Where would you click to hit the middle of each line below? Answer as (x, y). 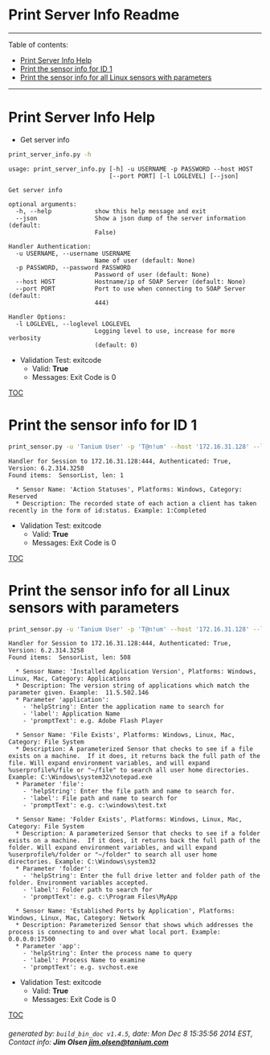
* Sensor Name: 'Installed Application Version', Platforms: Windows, (136, 672)
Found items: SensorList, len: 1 (66, 475)
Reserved (23, 497)
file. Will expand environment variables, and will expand (109, 763)
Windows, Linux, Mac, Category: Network (77, 918)
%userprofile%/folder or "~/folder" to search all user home (113, 855)
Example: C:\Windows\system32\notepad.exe (80, 777)
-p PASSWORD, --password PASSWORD (73, 267)
